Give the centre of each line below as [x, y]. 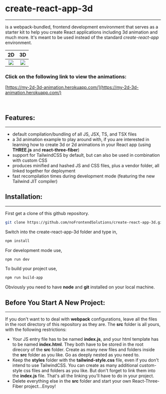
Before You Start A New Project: [55, 303]
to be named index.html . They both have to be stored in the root [78, 344]
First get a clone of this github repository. [47, 213]
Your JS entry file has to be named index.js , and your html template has [85, 339]
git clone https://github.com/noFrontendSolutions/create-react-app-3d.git [85, 222]
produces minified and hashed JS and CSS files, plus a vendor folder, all [86, 166]
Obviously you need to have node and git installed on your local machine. [80, 287]
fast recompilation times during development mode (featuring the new [83, 176]
